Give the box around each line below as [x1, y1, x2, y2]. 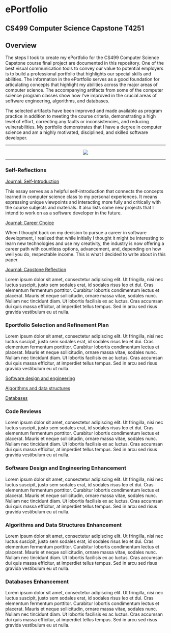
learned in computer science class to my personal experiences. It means [5, 194, 158, 200]
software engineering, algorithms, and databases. [5, 98, 110, 104]
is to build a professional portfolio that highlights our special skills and [5, 71, 152, 77]
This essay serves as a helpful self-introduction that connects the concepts [5, 188, 164, 194]
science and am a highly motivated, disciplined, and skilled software [5, 129, 149, 135]
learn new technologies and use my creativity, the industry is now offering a [5, 240, 164, 246]
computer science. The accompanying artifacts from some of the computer [5, 87, 164, 93]
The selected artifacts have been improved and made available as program [5, 108, 162, 114]
